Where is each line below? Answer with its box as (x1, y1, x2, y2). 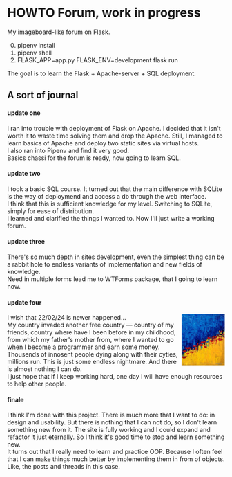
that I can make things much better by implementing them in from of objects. (7, 455, 225, 463)
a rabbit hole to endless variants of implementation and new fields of (7, 260, 202, 268)
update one (7, 109, 41, 117)
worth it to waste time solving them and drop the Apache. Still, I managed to (7, 132, 223, 140)
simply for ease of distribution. (7, 206, 95, 215)
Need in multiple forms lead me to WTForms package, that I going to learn (7, 275, 218, 283)
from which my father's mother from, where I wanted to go (7, 336, 174, 344)
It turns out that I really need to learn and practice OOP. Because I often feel (7, 448, 223, 456)
